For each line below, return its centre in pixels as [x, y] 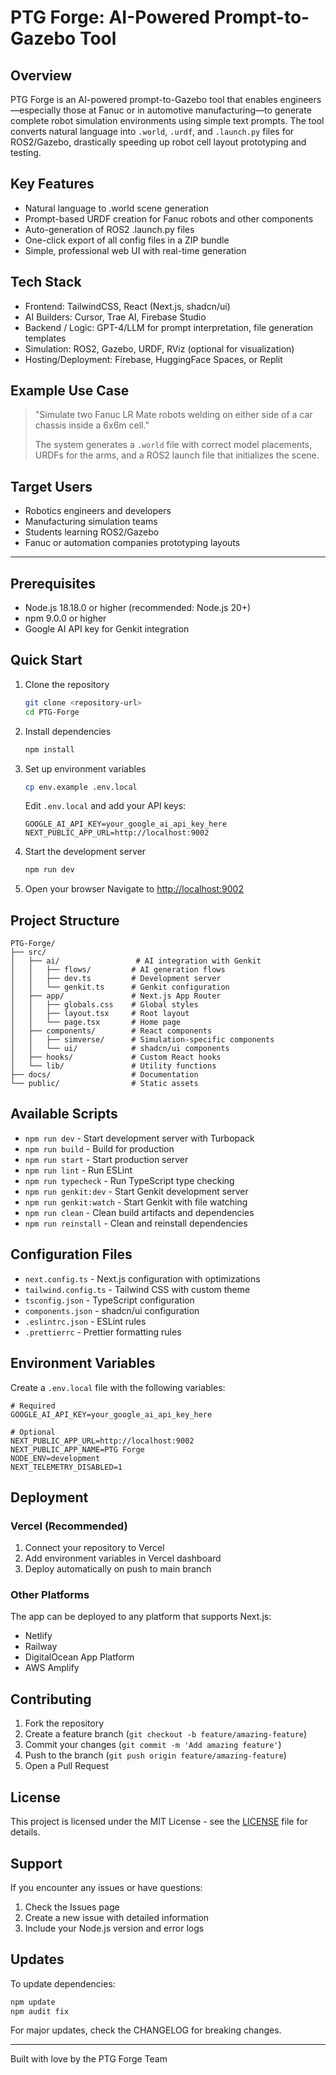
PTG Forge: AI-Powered [110, 17]
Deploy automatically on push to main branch [118, 1569]
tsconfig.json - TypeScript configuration [109, 1300]
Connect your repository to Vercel [94, 1548]
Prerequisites [53, 583]
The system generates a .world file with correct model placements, [173, 445]
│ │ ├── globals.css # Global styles [104, 1005]
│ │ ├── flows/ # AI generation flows [118, 970]
